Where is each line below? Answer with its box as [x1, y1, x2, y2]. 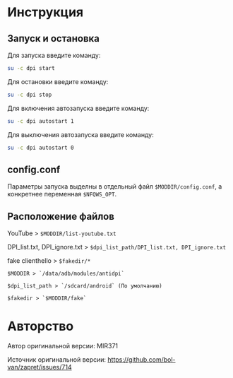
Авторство [7, 319, 74, 334]
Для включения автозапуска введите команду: [7, 104, 150, 112]
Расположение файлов [7, 210, 115, 223]
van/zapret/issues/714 [7, 363, 72, 372]
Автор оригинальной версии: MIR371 [7, 342, 119, 350]
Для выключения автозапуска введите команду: [7, 130, 154, 138]
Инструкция [7, 4, 83, 20]
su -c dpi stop [7, 91, 52, 98]
